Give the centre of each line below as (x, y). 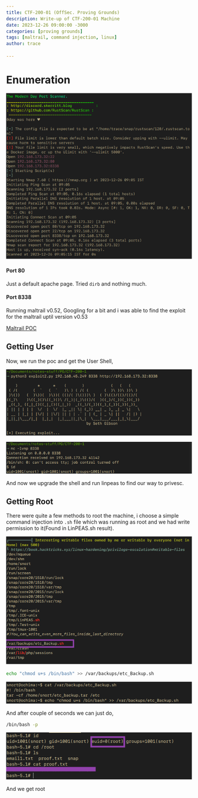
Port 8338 (19, 297)
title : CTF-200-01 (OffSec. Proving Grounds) (63, 12)
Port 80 (16, 270)
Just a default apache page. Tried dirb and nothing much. (77, 283)
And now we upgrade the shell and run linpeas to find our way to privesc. (95, 483)
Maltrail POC (22, 328)
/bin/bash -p (22, 725)
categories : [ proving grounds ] (44, 31)
